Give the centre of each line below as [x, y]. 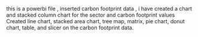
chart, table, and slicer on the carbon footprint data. [70, 27]
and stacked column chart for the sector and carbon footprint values [91, 15]
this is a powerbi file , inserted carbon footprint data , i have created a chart [99, 9]
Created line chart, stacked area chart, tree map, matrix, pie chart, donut [95, 21]
